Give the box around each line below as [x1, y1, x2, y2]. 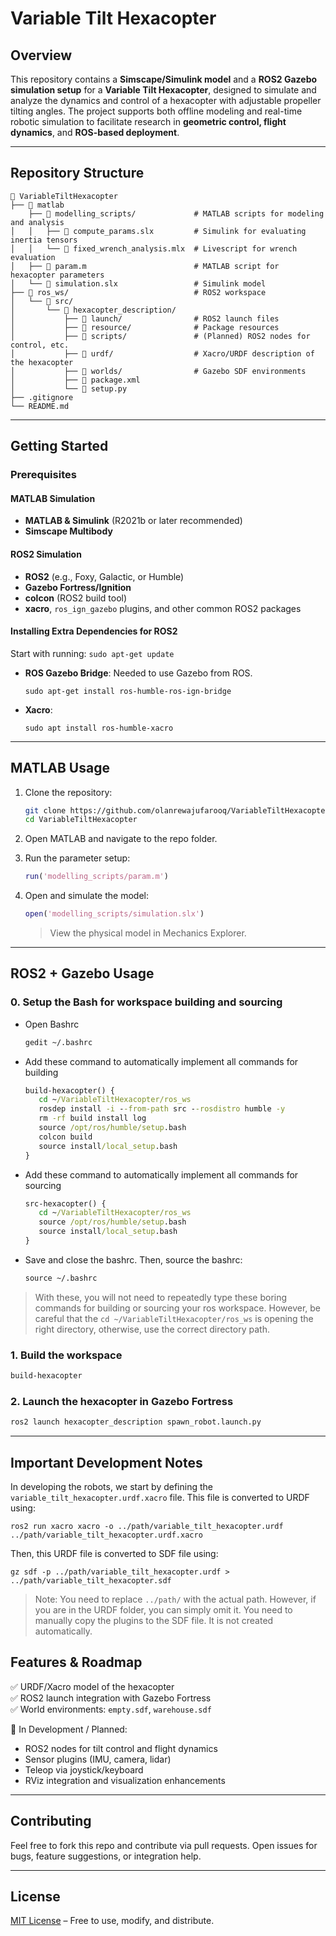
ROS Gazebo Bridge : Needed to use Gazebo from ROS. [24, 667, 253, 679]
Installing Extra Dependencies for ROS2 [10, 625, 178, 637]
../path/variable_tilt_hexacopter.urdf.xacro [10, 1530, 203, 1541]
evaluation [10, 252, 56, 262]
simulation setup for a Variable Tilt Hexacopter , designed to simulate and [10, 84, 317, 96]
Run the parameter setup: [24, 852, 131, 864]
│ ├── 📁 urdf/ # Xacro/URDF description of [10, 348, 315, 359]
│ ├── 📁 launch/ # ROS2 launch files [10, 313, 280, 324]
